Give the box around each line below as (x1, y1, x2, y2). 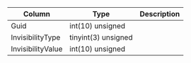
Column (23, 9, 51, 18)
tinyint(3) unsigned (69, 33, 133, 42)
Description (139, 9, 180, 18)
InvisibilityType (11, 33, 61, 42)
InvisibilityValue (11, 44, 63, 54)
